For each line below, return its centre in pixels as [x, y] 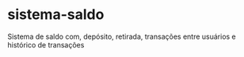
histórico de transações [46, 44]
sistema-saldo [56, 15]
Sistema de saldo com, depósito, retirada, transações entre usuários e [122, 36]
